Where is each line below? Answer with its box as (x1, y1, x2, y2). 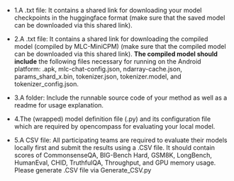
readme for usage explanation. (13, 101, 104, 109)
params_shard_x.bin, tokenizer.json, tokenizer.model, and (13, 72, 182, 81)
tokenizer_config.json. (13, 80, 79, 88)
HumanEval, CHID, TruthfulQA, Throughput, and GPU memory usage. (13, 158, 216, 167)
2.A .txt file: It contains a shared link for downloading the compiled (13, 35, 208, 43)
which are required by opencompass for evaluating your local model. (13, 122, 216, 130)
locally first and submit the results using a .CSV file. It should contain (13, 144, 215, 151)
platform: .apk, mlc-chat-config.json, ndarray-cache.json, (13, 65, 182, 73)
